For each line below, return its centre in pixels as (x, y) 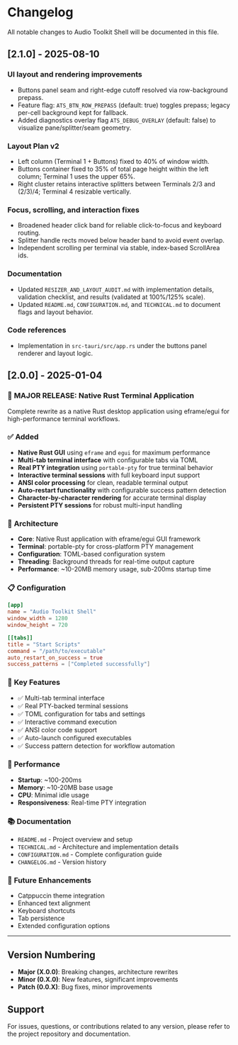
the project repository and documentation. (69, 1034)
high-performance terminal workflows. (64, 418)
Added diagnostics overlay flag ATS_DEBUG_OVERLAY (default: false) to (117, 120)
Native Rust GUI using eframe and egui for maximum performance (114, 452)
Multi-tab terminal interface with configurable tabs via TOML (108, 460)
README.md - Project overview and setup (75, 839)
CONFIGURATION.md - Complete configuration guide (90, 854)
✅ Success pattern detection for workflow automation (96, 746)
